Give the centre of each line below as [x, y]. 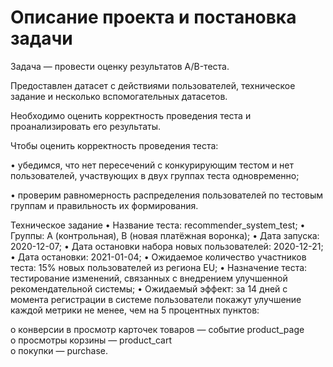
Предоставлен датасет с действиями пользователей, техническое [153, 85]
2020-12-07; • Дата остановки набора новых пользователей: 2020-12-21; [167, 246]
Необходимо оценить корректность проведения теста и [131, 115]
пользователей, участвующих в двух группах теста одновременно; [155, 175]
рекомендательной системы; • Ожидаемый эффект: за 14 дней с [149, 288]
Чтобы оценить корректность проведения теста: [114, 145]
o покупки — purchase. [59, 350]
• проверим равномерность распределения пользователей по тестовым [167, 195]
